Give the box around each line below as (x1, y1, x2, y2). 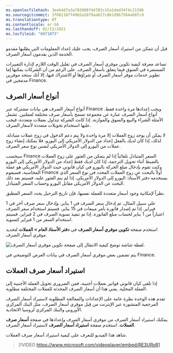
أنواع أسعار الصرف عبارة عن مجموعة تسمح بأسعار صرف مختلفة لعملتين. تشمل (6, 111, 158, 117)
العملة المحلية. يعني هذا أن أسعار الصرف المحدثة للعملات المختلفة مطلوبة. (6, 285, 147, 291)
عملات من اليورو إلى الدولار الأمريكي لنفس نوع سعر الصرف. (6, 143, 121, 149)
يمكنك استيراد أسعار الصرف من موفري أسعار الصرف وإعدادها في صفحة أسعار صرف (6, 316, 168, 322)
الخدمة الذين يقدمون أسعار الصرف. (6, 51, 73, 57)
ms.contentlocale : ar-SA (6, 22, 59, 27)
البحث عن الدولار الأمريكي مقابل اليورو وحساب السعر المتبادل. (6, 180, 125, 186)
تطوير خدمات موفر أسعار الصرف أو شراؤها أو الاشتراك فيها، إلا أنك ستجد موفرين (6, 72, 160, 77)
